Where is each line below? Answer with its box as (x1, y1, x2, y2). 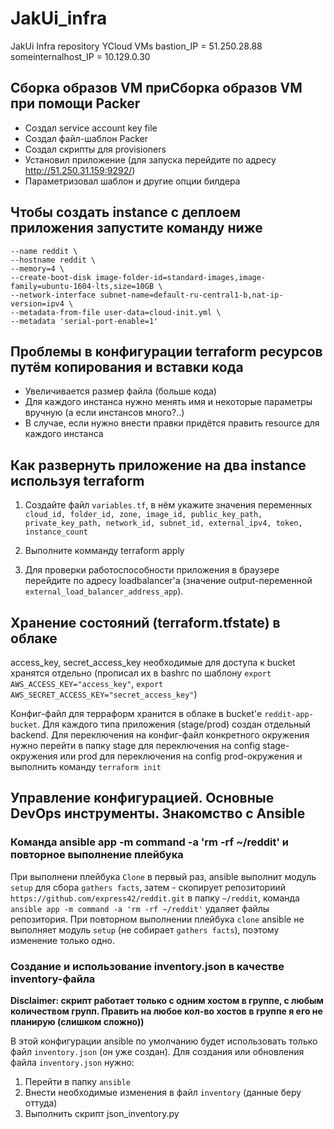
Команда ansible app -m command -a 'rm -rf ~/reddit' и (10, 835, 290, 849)
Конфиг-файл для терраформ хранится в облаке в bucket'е (10, 708, 263, 719)
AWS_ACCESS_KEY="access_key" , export (10, 678, 164, 689)
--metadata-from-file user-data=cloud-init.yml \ (10, 307, 222, 317)
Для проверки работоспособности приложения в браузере (24, 564, 280, 576)
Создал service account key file (24, 122, 158, 134)
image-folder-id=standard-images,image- (95, 272, 267, 282)
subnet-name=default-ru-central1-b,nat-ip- (99, 290, 284, 300)
